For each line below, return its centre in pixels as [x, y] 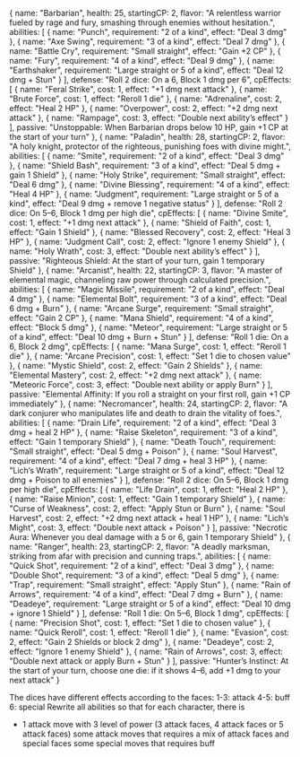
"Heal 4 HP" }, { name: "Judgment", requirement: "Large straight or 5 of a [144, 194]
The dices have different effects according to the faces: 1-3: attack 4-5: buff [150, 697]
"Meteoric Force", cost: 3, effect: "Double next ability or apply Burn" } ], [141, 384]
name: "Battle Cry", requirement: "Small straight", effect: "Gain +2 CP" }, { [145, 51]
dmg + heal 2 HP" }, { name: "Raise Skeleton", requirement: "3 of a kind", [144, 432]
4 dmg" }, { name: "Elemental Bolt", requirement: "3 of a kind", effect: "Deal [148, 299]
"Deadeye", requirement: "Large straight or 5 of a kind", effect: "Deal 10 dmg [150, 604]
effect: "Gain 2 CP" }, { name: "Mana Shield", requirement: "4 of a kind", [141, 318]
